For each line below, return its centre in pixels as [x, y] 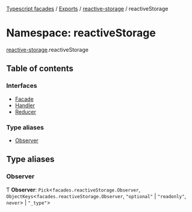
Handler [25, 105]
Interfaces [22, 86]
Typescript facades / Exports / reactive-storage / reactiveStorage [87, 9]
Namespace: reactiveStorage [81, 33]
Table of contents [40, 69]
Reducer [26, 111]
